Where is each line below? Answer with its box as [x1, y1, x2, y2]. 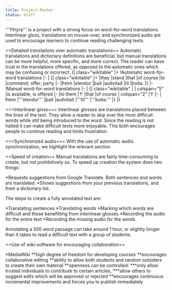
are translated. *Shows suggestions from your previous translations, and [5, 180, 159, 186]
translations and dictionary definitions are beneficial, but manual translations [5, 52, 167, 59]
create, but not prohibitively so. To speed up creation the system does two [5, 159, 162, 165]
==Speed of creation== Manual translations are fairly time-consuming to [5, 153, 159, 160]
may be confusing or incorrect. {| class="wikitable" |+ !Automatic [5, 69, 143, 75]
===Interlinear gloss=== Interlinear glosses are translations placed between [5, 106, 166, 112]
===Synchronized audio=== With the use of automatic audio [5, 138, 134, 144]
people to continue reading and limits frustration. [5, 128, 109, 134]
